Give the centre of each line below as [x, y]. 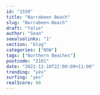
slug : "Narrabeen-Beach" [37, 22]
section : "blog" [26, 45]
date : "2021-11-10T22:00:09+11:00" [50, 66]
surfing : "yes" [25, 77]
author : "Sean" [25, 34]
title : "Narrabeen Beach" [38, 17]
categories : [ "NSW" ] [32, 50]
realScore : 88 [24, 83]
